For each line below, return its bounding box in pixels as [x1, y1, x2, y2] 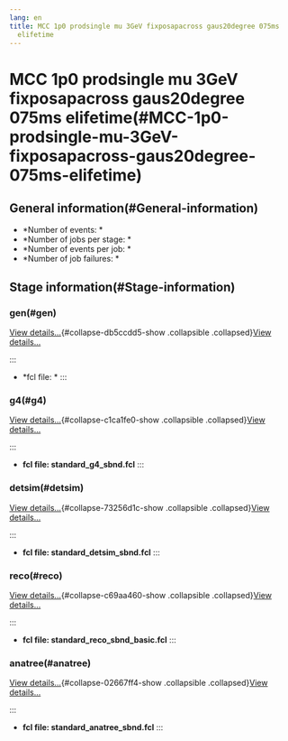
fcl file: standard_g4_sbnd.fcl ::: [22, 459, 145, 470]
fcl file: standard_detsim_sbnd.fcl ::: [22, 547, 160, 558]
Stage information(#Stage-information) [9, 279, 236, 294]
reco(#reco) [9, 570, 63, 582]
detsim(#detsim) [9, 482, 84, 495]
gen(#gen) [9, 306, 57, 319]
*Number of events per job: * [22, 244, 132, 255]
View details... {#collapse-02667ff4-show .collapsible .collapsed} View [9, 678, 268, 689]
